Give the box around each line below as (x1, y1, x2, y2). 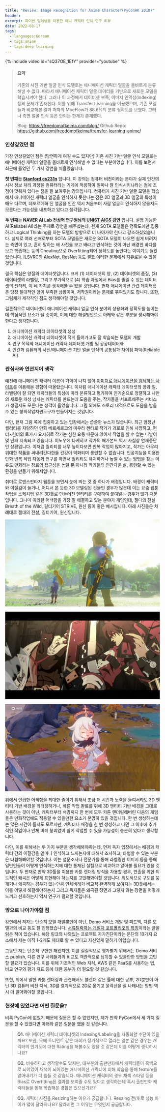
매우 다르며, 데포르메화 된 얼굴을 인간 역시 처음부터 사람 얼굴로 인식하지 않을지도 (5, 201, 159, 207)
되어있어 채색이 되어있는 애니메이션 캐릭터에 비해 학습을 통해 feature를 (22, 1066, 158, 1072)
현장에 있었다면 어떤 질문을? (5, 1002, 67, 1009)
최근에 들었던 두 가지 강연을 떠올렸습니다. (5, 165, 84, 172)
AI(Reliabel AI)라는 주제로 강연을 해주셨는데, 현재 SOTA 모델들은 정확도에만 (5, 223, 150, 229)
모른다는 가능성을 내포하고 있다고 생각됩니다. (5, 207, 91, 212)
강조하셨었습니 (127, 229, 155, 236)
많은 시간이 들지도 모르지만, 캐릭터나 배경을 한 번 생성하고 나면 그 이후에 (10, 821, 148, 827)
